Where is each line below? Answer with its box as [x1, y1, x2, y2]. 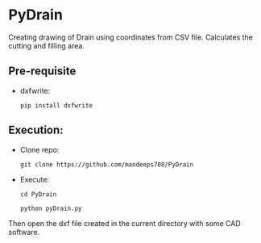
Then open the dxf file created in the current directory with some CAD [8, 218, 242, 228]
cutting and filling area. [8, 40, 85, 50]
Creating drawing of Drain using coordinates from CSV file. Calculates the [8, 32, 254, 42]
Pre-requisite [8, 65, 77, 78]
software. [8, 227, 40, 237]
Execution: [8, 124, 64, 137]
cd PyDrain [19, 190, 57, 199]
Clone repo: [19, 145, 60, 154]
